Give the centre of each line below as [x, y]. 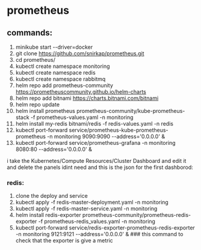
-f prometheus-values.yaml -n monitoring [82, 117]
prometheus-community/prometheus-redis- [137, 215]
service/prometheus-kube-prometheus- [119, 130]
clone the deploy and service [51, 196]
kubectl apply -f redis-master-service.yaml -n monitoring [86, 209]
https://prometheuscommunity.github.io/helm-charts [81, 92]
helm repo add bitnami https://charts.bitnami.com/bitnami [87, 98]
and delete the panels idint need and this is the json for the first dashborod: [100, 167]
